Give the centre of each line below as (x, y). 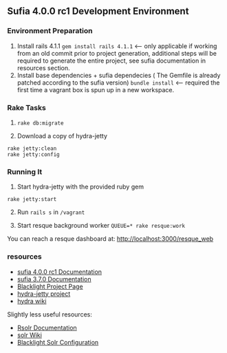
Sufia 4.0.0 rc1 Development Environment (98, 11)
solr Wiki (30, 335)
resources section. (43, 67)
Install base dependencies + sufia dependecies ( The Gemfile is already (119, 75)
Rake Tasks (26, 107)
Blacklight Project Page (50, 286)
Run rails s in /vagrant (51, 212)
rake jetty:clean (32, 148)
